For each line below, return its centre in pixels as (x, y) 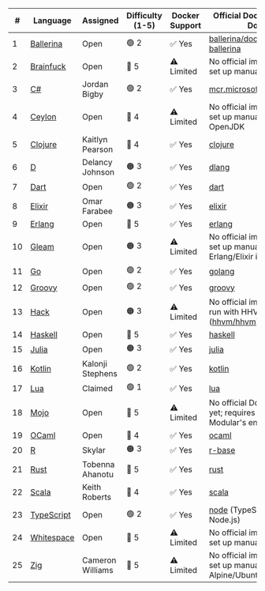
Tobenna (99, 464)
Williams (98, 570)
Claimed (97, 388)
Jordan (95, 84)
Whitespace (52, 538)
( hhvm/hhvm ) (234, 322)
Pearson (98, 149)
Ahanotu (98, 474)
